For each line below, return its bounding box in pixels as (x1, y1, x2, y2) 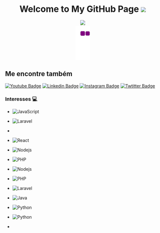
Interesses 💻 (5, 95, 38, 102)
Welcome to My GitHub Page (19, 3, 139, 15)
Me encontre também (5, 70, 73, 78)
